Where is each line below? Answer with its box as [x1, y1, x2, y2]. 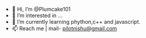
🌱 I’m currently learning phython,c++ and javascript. [11, 18, 141, 25]
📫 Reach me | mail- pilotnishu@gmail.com [11, 25, 117, 32]
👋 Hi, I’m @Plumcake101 [11, 6, 71, 12]
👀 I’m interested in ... [11, 12, 63, 19]
